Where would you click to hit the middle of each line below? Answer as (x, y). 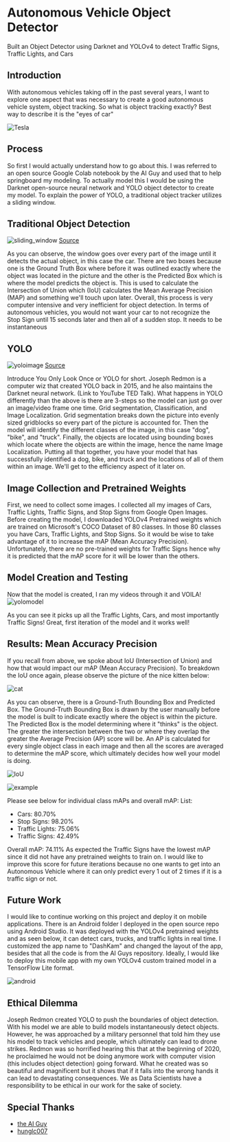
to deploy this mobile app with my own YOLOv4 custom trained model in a (112, 961)
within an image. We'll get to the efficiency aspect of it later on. (96, 467)
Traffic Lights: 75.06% (48, 828)
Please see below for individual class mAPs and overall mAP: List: (100, 800)
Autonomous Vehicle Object (89, 13)
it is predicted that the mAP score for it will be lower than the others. (104, 556)
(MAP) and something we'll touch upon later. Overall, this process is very (110, 298)
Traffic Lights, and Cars (40, 54)
